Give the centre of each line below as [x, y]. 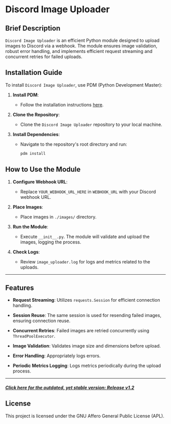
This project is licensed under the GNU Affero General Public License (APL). [85, 416]
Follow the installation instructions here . [62, 104]
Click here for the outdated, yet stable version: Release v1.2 [70, 387]
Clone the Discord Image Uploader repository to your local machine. [91, 124]
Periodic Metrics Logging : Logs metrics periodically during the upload [87, 366]
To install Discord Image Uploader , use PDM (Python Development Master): [84, 85]
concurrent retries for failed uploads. [44, 57]
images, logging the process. [51, 242]
